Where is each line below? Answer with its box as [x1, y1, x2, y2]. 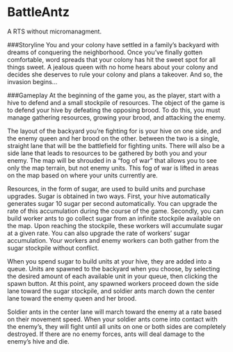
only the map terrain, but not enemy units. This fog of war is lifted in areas [7, 163, 219, 172]
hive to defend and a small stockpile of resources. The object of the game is [7, 98, 225, 106]
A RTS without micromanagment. [7, 27, 102, 35]
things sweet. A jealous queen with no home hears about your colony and [7, 63, 218, 71]
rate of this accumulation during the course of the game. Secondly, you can [7, 207, 224, 215]
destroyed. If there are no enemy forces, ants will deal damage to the [7, 330, 205, 338]
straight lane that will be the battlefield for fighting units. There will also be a [7, 141, 225, 150]
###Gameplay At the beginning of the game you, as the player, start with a [7, 91, 220, 99]
